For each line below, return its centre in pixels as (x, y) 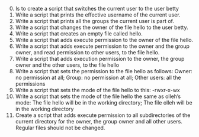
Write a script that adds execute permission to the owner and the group (102, 46)
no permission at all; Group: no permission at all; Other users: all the (98, 77)
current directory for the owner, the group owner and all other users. (99, 121)
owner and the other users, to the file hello (67, 65)
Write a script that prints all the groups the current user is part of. (94, 21)
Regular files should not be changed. (60, 128)
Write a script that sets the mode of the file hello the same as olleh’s (98, 96)
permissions (30, 84)
